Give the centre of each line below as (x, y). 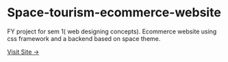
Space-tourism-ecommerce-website (114, 13)
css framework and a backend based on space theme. (84, 38)
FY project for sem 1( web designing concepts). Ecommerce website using (112, 31)
